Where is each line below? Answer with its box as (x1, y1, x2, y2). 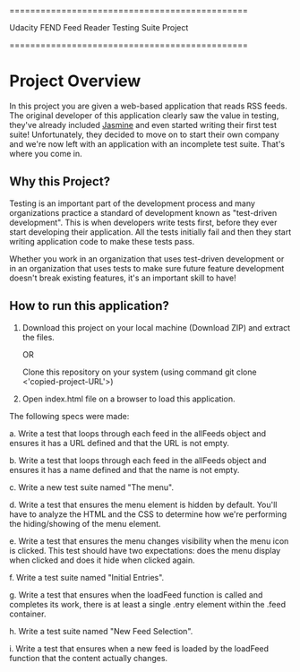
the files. (21, 332, 56, 342)
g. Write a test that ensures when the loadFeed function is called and (9, 589, 263, 600)
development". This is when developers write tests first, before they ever (9, 217, 278, 228)
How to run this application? (9, 298, 170, 314)
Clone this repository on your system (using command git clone (21, 366, 257, 377)
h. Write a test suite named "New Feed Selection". (9, 625, 193, 636)
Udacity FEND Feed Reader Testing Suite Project (9, 22, 189, 32)
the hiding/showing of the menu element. (9, 518, 161, 529)
